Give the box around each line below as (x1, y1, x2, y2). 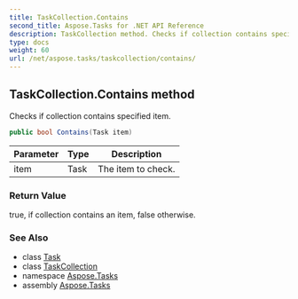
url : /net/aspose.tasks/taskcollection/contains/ (9, 54, 197, 63)
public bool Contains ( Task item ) (9, 128, 133, 137)
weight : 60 (9, 46, 50, 55)
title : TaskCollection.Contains (9, 12, 129, 22)
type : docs (9, 37, 50, 47)
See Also (9, 232, 49, 244)
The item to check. (97, 162, 176, 175)
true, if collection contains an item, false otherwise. (9, 209, 197, 220)
